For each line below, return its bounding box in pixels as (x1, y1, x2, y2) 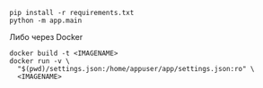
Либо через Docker (9, 32, 83, 42)
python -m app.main (9, 16, 83, 25)
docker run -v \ (9, 57, 70, 66)
